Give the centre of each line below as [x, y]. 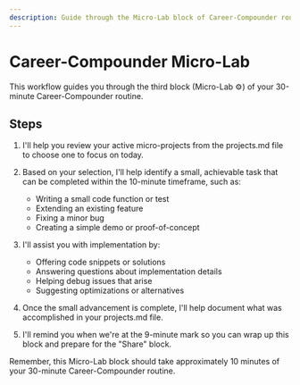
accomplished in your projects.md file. [92, 317]
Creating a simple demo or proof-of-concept [117, 228]
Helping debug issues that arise [94, 281]
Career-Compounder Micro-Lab [129, 61]
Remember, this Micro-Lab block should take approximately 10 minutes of [145, 362]
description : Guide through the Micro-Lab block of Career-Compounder [143, 17]
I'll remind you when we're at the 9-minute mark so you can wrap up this [156, 335]
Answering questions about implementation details [129, 272]
